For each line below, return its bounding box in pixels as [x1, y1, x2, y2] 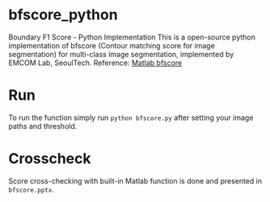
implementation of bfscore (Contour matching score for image [8, 40, 216, 50]
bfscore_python [8, 6, 119, 24]
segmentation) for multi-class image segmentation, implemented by [8, 49, 234, 59]
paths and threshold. [8, 121, 78, 130]
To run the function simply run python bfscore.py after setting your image [8, 113, 254, 122]
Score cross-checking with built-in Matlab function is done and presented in [8, 175, 263, 186]
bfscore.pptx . [8, 184, 54, 194]
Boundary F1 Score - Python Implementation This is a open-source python [8, 32, 256, 42]
